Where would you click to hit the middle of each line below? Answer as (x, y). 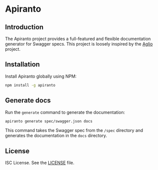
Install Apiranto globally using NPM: (41, 76)
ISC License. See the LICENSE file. (40, 163)
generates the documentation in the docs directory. (56, 136)
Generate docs (28, 100)
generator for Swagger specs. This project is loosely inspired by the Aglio (79, 44)
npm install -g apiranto (30, 85)
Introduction (24, 27)
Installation (22, 64)
